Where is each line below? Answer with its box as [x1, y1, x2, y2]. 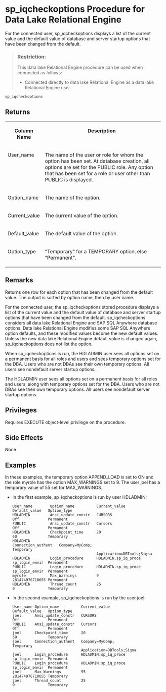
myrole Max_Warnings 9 [12, 573, 99, 578]
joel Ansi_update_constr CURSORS [12, 613, 97, 618]
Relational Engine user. [24, 85, 71, 91]
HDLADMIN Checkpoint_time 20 [12, 530, 101, 535]
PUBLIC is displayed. [45, 176, 93, 183]
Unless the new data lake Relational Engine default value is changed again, [5, 335, 157, 341]
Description [87, 127, 116, 134]
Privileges [5, 406, 37, 415]
